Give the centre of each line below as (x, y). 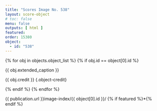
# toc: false (19, 19)
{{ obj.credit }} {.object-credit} (36, 79)
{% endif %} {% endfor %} (32, 89)
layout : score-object (27, 14)
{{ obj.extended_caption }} (32, 70)
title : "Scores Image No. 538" (37, 10)
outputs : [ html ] (24, 28)
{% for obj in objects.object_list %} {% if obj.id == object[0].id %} (72, 60)
